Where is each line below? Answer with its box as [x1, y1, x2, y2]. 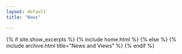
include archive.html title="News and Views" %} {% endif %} [6, 42, 155, 49]
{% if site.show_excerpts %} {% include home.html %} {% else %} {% [6, 36, 177, 43]
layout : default [6, 8, 46, 15]
